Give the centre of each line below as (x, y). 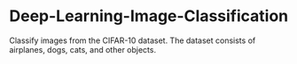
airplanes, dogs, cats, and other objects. (83, 49)
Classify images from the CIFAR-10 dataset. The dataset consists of (133, 40)
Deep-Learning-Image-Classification (149, 16)
